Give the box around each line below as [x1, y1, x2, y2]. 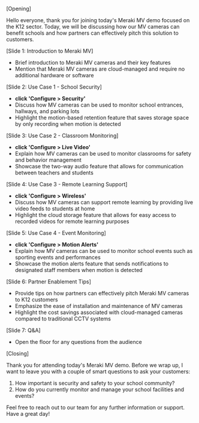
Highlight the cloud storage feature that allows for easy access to [14, 211, 177, 218]
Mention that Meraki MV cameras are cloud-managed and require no [14, 65, 185, 72]
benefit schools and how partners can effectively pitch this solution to [6, 29, 179, 37]
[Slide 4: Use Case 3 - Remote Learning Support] [6, 181, 128, 188]
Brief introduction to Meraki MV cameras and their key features [14, 59, 171, 66]
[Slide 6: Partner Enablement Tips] [6, 278, 92, 285]
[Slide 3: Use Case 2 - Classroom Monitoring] [6, 132, 119, 139]
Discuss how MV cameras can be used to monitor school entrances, [14, 101, 184, 108]
